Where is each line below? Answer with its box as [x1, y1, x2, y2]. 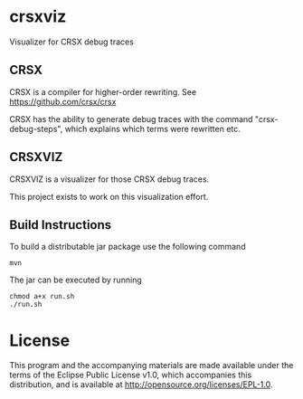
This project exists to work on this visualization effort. [9, 191, 209, 202]
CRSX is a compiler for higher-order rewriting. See [9, 86, 197, 97]
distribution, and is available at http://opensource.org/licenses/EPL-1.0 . [9, 379, 273, 390]
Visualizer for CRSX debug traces [9, 36, 134, 47]
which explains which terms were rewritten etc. [64, 123, 241, 134]
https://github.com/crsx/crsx [9, 96, 117, 107]
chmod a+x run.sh [9, 292, 75, 301]
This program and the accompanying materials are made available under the [9, 360, 294, 371]
